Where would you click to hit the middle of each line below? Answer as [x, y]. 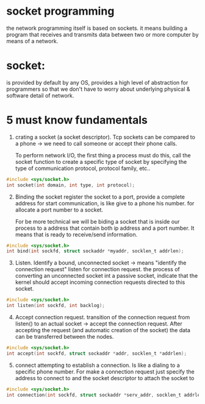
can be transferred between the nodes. [64, 337]
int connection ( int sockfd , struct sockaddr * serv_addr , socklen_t [94, 395]
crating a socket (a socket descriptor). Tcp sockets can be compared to [105, 137]
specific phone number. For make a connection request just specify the [105, 371]
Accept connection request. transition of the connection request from [103, 317]
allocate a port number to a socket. [59, 210]
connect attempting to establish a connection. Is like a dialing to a [97, 365]
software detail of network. [40, 95]
